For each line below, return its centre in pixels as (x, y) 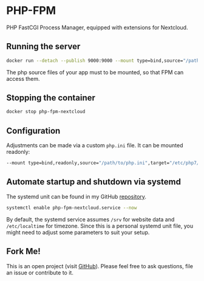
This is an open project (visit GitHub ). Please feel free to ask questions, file (100, 266)
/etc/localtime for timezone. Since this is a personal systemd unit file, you (100, 226)
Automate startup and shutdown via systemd (93, 182)
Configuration (33, 130)
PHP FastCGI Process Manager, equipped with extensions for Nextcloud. (97, 27)
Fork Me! (23, 252)
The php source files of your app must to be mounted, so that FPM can (95, 72)
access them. (23, 78)
